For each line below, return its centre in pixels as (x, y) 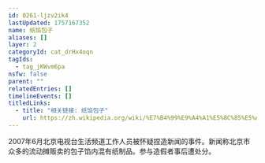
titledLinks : (30, 103)
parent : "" (26, 81)
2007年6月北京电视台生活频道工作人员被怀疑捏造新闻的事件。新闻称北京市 (129, 141)
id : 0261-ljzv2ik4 (38, 15)
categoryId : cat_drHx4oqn (50, 52)
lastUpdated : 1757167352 (49, 23)
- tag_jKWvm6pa (40, 67)
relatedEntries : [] (40, 89)
